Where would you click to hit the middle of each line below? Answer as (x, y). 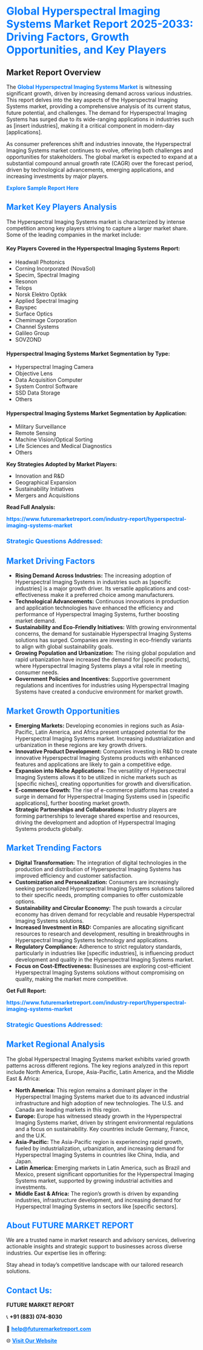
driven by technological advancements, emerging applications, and (90, 170)
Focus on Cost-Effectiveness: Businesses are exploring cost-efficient (103, 966)
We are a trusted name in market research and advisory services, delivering (101, 1240)
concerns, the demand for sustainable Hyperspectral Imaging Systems (103, 634)
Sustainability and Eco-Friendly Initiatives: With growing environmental (106, 627)
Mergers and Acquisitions (47, 495)
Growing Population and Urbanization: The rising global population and (105, 653)
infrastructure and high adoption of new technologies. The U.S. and (99, 1103)
